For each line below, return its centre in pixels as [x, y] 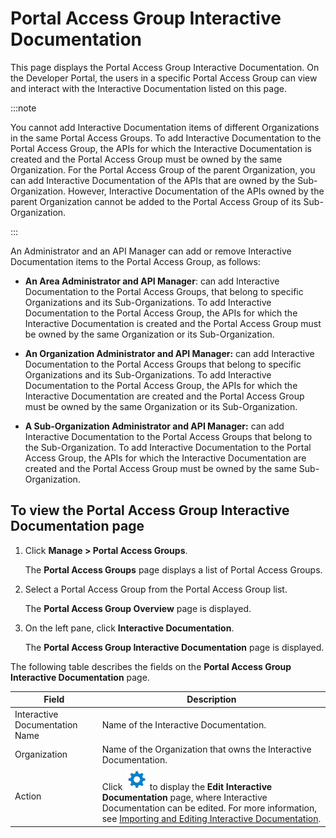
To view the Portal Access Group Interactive [150, 510]
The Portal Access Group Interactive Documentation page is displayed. [174, 647]
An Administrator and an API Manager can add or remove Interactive [151, 251]
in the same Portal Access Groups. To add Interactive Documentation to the [166, 138]
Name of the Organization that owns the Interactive [206, 749]
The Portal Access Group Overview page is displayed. [138, 608]
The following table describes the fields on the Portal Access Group [151, 666]
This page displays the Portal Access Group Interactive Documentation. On [165, 67]
